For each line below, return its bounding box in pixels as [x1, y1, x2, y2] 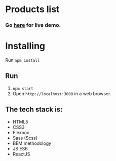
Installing [5, 41, 46, 52]
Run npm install [5, 57, 40, 63]
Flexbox [12, 129, 29, 135]
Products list [5, 4, 60, 15]
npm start [12, 86, 34, 91]
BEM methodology [12, 140, 52, 146]
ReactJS [12, 151, 30, 157]
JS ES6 [12, 145, 28, 151]
